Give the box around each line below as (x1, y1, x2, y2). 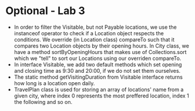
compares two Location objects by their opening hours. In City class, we (14, 42, 189, 49)
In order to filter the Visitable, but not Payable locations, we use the (14, 23, 177, 31)
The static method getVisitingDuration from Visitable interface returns (14, 73, 183, 80)
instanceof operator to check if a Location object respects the (14, 29, 164, 36)
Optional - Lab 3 (5, 4, 86, 18)
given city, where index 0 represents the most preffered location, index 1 (14, 92, 189, 99)
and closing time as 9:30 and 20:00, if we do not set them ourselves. (14, 67, 181, 74)
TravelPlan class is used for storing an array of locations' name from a (14, 86, 184, 93)
